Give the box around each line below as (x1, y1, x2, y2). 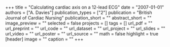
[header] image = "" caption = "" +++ (5, 36, 84, 42)
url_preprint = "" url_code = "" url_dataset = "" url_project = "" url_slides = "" (5, 25, 165, 31)
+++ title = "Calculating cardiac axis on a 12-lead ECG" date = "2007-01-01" (5, 4, 164, 10)
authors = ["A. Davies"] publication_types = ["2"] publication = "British (5, 9, 152, 15)
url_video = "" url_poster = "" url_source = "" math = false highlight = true (5, 31, 159, 36)
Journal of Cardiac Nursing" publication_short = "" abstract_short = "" (5, 15, 152, 20)
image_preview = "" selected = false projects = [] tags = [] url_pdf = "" (5, 20, 153, 26)
